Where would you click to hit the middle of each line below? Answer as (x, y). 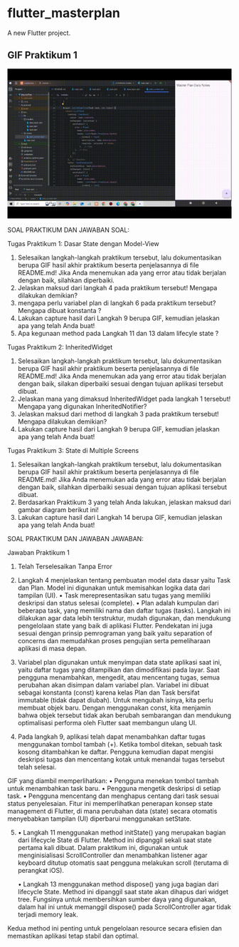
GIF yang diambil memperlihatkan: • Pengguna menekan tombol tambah (113, 780)
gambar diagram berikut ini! (58, 510)
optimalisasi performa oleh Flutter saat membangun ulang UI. (107, 722)
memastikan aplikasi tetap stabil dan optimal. (73, 936)
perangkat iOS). (41, 870)
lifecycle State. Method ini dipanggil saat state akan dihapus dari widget (123, 891)
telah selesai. (37, 767)
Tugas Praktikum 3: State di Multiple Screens (73, 450)
